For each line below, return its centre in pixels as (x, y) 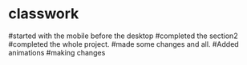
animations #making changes (57, 52)
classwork (44, 14)
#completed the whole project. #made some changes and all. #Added (123, 44)
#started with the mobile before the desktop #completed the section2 (123, 36)
